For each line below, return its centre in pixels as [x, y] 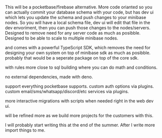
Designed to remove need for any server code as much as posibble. [73, 33]
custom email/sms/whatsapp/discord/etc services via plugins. [67, 91]
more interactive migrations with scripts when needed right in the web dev [79, 101]
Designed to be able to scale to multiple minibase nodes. [62, 38]
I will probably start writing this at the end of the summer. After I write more [80, 125]
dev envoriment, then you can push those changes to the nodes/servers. [78, 28]
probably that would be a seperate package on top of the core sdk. [72, 58]
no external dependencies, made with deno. [49, 77]
